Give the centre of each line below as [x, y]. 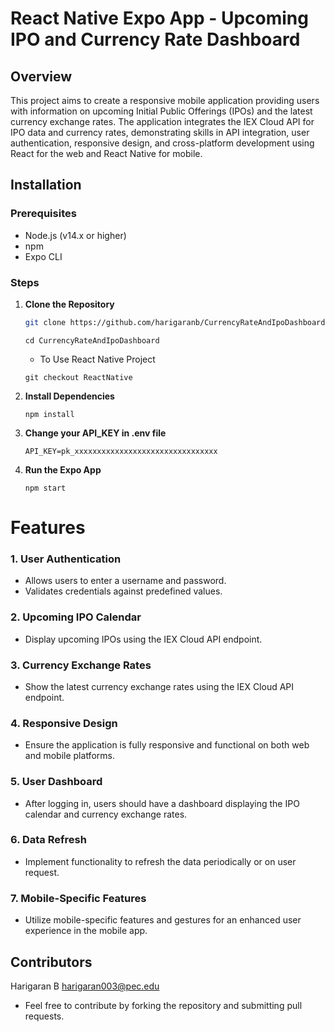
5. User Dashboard [56, 782]
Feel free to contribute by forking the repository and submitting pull [163, 1005]
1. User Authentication [66, 559]
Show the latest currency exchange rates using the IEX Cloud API [159, 686]
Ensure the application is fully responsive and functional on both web [167, 745]
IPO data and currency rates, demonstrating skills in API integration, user [160, 132]
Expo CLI [43, 256]
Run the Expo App [63, 469]
